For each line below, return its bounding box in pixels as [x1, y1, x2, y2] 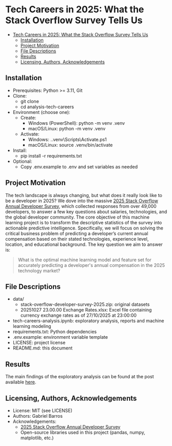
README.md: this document [12, 345, 73, 351]
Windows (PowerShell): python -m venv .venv [28, 120, 125, 126]
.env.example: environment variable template [12, 334, 108, 340]
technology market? [17, 267, 61, 274]
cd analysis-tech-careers [20, 104, 74, 110]
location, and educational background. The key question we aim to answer [5, 241, 163, 247]
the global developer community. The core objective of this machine [5, 214, 150, 220]
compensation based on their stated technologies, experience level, [5, 236, 149, 242]
